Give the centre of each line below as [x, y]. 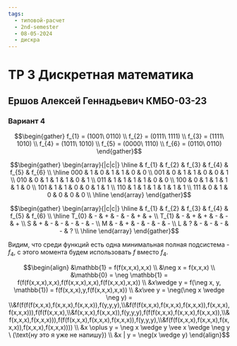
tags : [16, 14]
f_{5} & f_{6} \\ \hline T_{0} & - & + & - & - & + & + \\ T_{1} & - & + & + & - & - [119, 216]
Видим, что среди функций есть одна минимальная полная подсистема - [119, 245]
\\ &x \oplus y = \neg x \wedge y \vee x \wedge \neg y [152, 327]
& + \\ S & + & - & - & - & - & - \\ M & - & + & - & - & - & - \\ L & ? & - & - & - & [119, 223]
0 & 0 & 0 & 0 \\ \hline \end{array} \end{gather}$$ [119, 195]
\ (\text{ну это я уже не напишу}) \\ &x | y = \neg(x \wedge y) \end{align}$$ [119, 335]
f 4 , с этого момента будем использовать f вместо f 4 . [88, 253]
